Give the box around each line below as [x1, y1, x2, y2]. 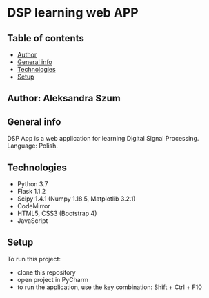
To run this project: [7, 255, 61, 263]
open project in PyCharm [17, 275, 88, 284]
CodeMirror [17, 202, 50, 210]
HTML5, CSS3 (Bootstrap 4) [17, 209, 97, 218]
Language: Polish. [7, 141, 59, 150]
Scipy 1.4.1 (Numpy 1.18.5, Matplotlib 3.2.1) [17, 195, 136, 203]
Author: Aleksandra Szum [7, 92, 121, 104]
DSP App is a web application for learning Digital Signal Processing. [7, 135, 199, 143]
